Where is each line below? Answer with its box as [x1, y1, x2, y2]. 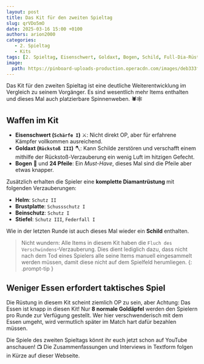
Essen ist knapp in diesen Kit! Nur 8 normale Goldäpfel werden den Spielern [6, 305, 198, 312]
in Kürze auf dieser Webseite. [6, 352, 80, 359]
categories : [6, 37, 36, 43]
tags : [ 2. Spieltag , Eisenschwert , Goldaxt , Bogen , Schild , [6, 54, 162, 60]
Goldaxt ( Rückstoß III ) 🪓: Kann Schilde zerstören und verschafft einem [15, 145, 196, 152]
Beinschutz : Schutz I [15, 209, 70, 216]
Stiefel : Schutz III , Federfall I [15, 216, 95, 223]
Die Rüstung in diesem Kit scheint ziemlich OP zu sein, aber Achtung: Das [6, 299, 191, 306]
